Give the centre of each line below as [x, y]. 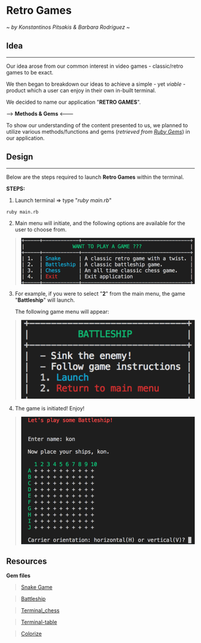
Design [20, 157]
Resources [27, 561]
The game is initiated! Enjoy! [50, 408]
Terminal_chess [40, 610]
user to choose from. [41, 229]
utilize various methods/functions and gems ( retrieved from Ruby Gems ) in [98, 131]
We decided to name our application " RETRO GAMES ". [74, 102]
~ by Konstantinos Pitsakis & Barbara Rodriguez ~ [68, 27]
